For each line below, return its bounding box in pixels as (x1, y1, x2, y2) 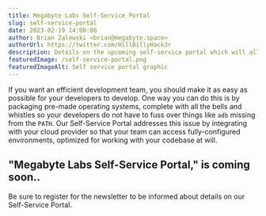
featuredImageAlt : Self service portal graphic (8, 63, 169, 71)
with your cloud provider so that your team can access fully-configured (8, 127, 241, 136)
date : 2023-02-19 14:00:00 (8, 26, 97, 34)
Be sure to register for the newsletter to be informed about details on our (8, 191, 245, 201)
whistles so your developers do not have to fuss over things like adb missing (8, 110, 256, 119)
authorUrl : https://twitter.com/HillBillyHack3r (8, 41, 172, 49)
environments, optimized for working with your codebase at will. (8, 135, 218, 145)
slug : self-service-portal (8, 19, 97, 27)
